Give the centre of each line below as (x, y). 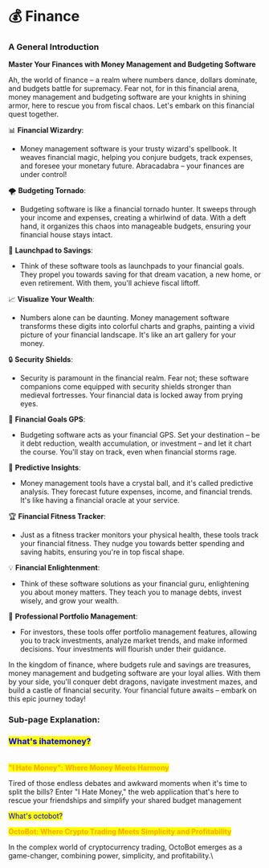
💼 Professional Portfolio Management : (73, 616)
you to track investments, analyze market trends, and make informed (133, 640)
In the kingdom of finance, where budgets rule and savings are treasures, (130, 664)
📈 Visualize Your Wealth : (51, 299)
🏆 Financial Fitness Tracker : (57, 516)
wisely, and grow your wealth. (69, 601)
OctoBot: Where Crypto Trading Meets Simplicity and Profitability (120, 831)
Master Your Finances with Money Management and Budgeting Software (132, 64)
